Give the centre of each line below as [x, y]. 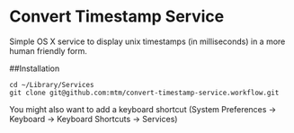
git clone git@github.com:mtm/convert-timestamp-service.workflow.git [144, 93]
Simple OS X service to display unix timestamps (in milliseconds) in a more [147, 41]
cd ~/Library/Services [52, 84]
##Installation [35, 68]
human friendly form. [49, 50]
